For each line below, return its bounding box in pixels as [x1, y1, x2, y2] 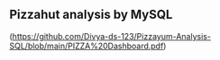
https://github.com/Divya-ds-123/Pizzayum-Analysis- [12, 30, 212, 41]
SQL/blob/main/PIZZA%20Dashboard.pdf [9, 40, 164, 51]
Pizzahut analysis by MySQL [9, 7, 173, 22]
